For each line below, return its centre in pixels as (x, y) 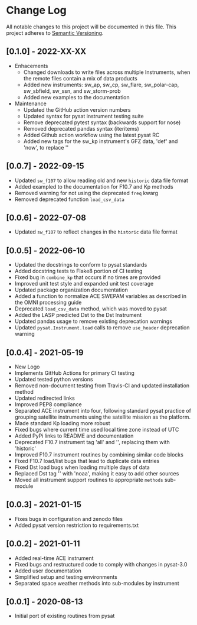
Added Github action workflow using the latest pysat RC (91, 135)
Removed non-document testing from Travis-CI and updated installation (102, 386)
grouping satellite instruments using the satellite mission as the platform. (103, 417)
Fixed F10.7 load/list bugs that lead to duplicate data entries (87, 461)
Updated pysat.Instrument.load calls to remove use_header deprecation (102, 328)
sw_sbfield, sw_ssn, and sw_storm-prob (72, 91)
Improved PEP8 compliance (48, 404)
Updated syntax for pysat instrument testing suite (83, 116)
